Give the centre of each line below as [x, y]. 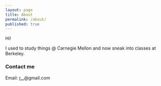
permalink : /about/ [26, 19]
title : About [19, 15]
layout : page [19, 10]
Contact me [20, 67]
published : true [22, 24]
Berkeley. [15, 54]
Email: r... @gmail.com [28, 78]
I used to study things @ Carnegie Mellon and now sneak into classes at [80, 48]
